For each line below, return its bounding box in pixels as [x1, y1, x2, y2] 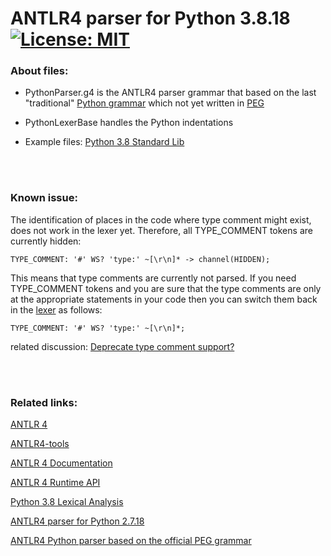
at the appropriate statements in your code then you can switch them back [10, 293, 318, 305]
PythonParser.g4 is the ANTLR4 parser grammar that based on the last [24, 87, 317, 99]
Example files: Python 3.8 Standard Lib [24, 136, 185, 148]
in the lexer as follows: [10, 303, 103, 316]
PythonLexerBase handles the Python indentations [24, 117, 234, 129]
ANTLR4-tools [10, 438, 70, 450]
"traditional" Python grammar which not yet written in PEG [24, 97, 265, 109]
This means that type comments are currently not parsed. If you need [10, 272, 297, 284]
